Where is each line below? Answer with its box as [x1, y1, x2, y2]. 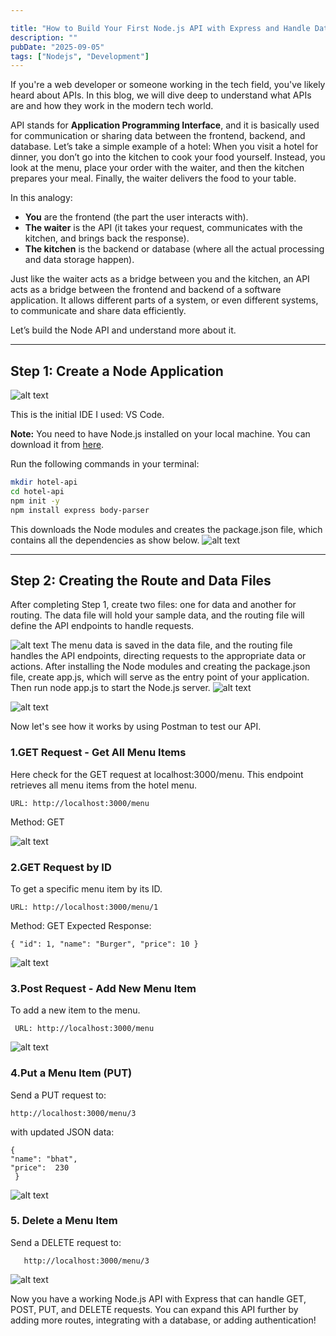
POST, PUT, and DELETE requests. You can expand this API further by [10, 1303, 299, 1315]
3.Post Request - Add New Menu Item [10, 981, 197, 995]
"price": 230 [10, 1162, 70, 1173]
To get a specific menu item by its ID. [10, 882, 163, 895]
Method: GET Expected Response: [10, 919, 152, 931]
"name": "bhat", [10, 1154, 78, 1164]
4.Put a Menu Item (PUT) [10, 1066, 133, 1080]
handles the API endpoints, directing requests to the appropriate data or [10, 650, 307, 662]
